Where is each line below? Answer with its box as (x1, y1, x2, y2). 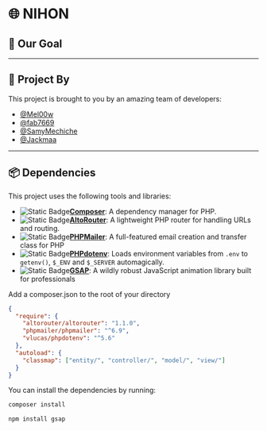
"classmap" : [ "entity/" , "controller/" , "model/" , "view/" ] (22, 356, 226, 364)
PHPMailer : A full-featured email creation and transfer (69, 232, 247, 241)
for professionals (19, 274, 75, 283)
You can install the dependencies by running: (8, 386, 157, 395)
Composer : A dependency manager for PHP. (69, 206, 217, 216)
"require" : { (15, 312, 59, 320)
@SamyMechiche (19, 126, 78, 136)
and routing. (19, 223, 60, 233)
